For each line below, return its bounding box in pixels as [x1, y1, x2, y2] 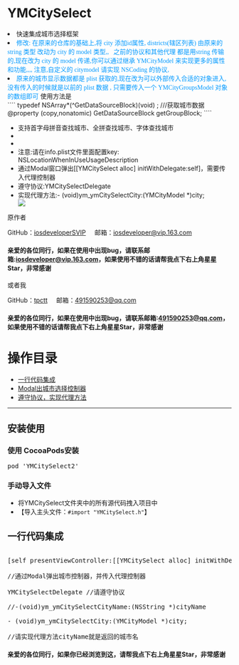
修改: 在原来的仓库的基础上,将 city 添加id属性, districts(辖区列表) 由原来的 [16, 39, 223, 47]
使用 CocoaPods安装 [7, 445, 80, 455]
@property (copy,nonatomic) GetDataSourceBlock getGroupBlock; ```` [7, 108, 212, 117]
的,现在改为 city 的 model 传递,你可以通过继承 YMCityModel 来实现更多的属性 [7, 57, 225, 65]
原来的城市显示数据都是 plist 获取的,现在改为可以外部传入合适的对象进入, [16, 75, 227, 83]
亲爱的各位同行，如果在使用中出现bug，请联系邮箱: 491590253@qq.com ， [7, 314, 229, 322]
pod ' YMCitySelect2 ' [7, 462, 80, 470]
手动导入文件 [7, 481, 52, 491]
